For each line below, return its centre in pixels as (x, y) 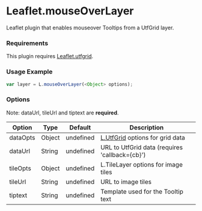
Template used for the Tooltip (142, 191)
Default (80, 127)
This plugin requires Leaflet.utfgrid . (50, 56)
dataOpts (22, 137)
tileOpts (20, 168)
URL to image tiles (126, 182)
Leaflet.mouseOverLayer (70, 11)
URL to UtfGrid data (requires (142, 147)
